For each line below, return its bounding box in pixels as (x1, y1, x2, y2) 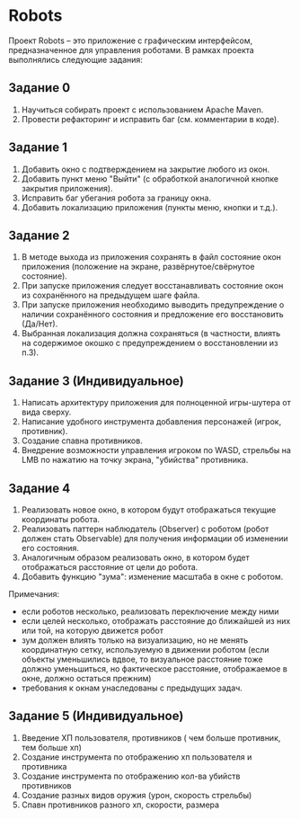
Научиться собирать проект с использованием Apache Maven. (21, 104, 264, 115)
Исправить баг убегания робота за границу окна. (21, 192, 212, 203)
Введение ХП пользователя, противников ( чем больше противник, (21, 732, 281, 743)
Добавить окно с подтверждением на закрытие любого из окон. (21, 164, 270, 174)
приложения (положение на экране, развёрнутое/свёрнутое (21, 262, 255, 272)
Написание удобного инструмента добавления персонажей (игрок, (21, 416, 282, 427)
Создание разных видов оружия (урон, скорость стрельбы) (21, 789, 252, 800)
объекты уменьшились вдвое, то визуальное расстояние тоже (21, 654, 263, 664)
